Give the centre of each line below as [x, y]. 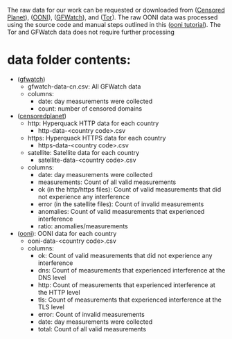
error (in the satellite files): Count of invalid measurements [121, 204]
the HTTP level [59, 292]
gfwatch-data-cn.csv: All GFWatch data [84, 86]
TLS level [51, 306]
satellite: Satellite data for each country [83, 152]
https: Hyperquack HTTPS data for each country [97, 138]
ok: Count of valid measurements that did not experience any [125, 255]
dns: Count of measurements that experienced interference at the [132, 270]
